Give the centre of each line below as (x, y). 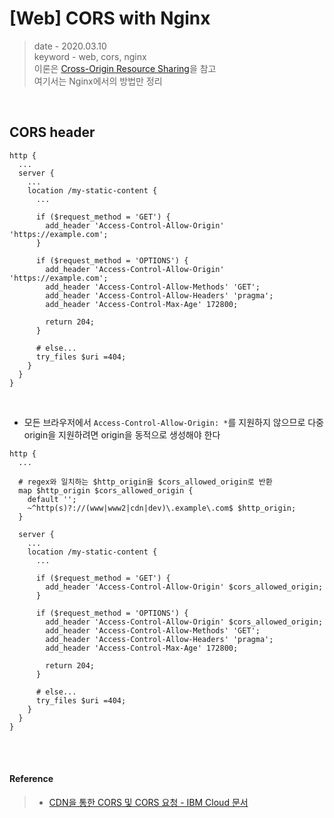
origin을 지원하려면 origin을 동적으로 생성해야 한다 (122, 434)
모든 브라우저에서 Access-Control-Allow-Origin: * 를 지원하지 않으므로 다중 (173, 422)
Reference (31, 779)
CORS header (52, 132)
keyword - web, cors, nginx (90, 56)
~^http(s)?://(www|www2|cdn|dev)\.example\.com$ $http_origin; (162, 508)
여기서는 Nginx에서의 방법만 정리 (98, 81)
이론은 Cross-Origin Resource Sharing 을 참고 (125, 68)
